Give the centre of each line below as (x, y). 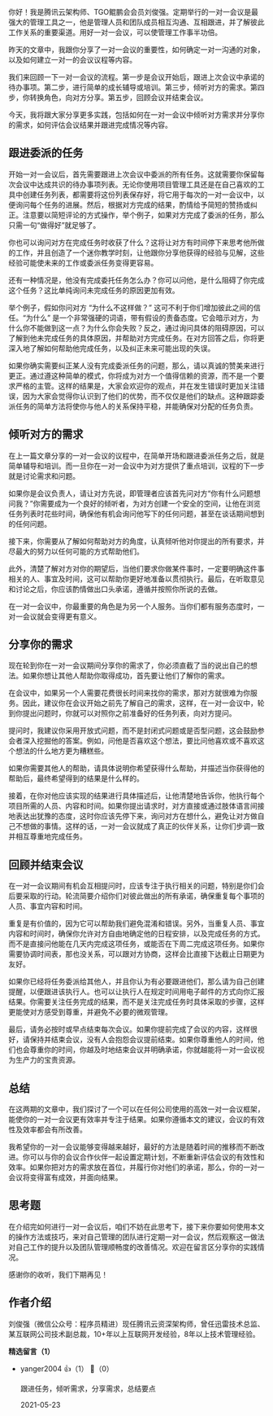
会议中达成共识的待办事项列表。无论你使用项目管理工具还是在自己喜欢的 (136, 184)
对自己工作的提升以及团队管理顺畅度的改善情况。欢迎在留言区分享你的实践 (133, 1247)
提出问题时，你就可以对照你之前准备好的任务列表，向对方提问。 (129, 713)
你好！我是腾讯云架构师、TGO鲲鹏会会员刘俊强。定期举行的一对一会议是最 (133, 12)
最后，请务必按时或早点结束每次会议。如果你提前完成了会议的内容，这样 (129, 1029)
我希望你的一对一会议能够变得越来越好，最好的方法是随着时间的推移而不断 (133, 1147)
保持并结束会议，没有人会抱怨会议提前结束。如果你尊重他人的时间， (143, 1040)
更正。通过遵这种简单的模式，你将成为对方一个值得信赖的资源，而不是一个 (133, 375)
